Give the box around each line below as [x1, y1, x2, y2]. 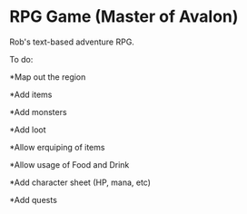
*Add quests [9, 194, 57, 205]
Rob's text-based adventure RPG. [9, 36, 134, 47]
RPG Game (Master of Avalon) [9, 6, 239, 27]
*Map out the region [9, 71, 86, 83]
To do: [9, 53, 34, 64]
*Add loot [9, 124, 47, 135]
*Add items [9, 89, 53, 100]
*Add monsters [9, 106, 67, 117]
